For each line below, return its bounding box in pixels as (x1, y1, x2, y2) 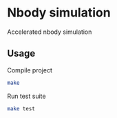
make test (7, 105, 36, 112)
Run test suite (7, 92, 46, 100)
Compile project (7, 66, 53, 74)
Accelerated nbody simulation (7, 28, 92, 36)
